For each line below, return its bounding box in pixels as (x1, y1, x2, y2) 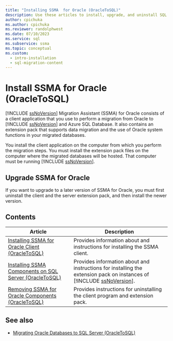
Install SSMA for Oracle (5, 82, 107, 94)
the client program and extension (73, 292, 153, 299)
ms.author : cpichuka (5, 22, 50, 27)
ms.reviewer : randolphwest (5, 27, 63, 32)
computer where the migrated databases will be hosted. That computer (5, 153, 157, 159)
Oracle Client (8, 243, 40, 250)
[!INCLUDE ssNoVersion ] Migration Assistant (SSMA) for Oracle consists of (5, 110, 165, 116)
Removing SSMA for (8, 285, 57, 293)
